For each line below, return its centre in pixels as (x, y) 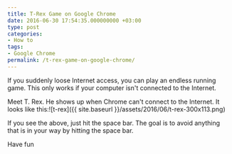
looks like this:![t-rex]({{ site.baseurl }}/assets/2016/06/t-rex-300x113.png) (116, 109)
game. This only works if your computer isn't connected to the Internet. (112, 88)
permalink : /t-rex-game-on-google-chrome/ (71, 60)
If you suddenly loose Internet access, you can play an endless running (112, 80)
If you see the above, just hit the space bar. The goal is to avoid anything (114, 123)
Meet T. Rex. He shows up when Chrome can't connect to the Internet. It (114, 101)
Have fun (21, 144)
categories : (25, 34)
